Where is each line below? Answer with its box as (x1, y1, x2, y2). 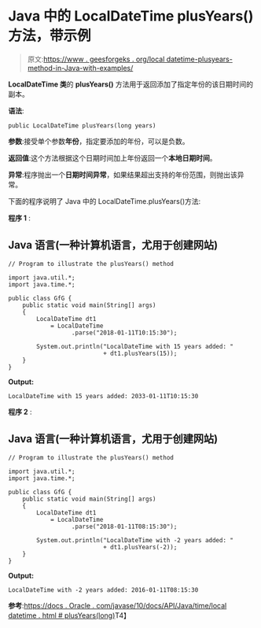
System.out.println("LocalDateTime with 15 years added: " (36, 342, 234, 350)
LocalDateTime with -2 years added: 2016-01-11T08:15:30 (8, 586, 199, 594)
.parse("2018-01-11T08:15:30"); (71, 523, 178, 530)
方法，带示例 (8, 27, 92, 45)
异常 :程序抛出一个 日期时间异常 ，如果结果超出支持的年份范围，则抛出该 (8, 170, 238, 179)
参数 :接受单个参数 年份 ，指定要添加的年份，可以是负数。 (8, 136, 190, 146)
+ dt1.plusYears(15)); (103, 349, 178, 357)
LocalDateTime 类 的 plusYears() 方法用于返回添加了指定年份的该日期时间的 (8, 79, 254, 89)
